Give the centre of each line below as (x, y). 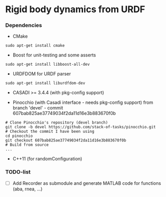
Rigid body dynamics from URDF (75, 9)
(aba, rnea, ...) (27, 189)
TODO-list (18, 172)
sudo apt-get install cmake (35, 46)
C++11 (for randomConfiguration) (47, 159)
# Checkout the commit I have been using (50, 132)
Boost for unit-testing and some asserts (54, 55)
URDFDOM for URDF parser (42, 74)
